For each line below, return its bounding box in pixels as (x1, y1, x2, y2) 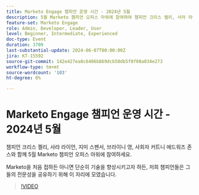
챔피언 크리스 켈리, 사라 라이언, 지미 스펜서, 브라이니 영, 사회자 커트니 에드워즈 (6, 143, 186, 150)
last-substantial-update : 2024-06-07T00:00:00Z (6, 48, 126, 54)
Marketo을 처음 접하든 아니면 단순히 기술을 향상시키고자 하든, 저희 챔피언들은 (6, 163, 185, 171)
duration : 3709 (6, 42, 44, 48)
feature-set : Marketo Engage (6, 20, 78, 26)
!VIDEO (20, 183, 38, 190)
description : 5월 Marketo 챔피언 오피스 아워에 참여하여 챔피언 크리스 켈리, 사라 (6, 14, 186, 20)
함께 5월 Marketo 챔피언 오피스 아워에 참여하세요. (17, 151, 132, 158)
